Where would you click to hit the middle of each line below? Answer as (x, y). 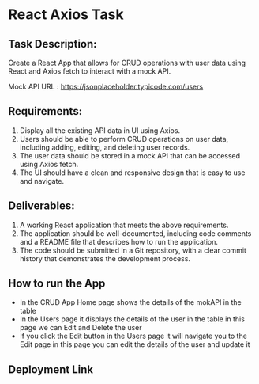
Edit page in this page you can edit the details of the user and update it (135, 344)
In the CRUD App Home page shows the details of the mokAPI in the (131, 302)
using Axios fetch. (49, 164)
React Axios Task (66, 15)
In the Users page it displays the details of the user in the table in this (132, 319)
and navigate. (42, 181)
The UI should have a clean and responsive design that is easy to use (132, 173)
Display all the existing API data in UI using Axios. (99, 130)
